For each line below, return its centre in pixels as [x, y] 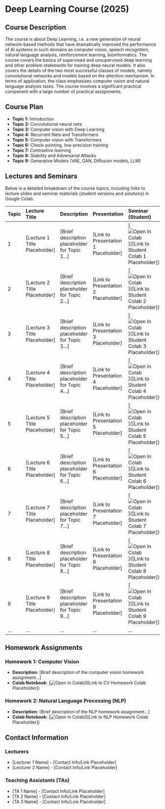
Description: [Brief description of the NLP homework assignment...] [81, 711]
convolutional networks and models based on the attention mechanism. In [80, 76]
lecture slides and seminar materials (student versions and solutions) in [77, 193]
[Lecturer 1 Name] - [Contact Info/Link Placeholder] [64, 762]
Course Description [36, 27]
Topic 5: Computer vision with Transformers [57, 140]
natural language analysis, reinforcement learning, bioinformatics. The [76, 55]
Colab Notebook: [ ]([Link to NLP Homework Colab [80, 717]
